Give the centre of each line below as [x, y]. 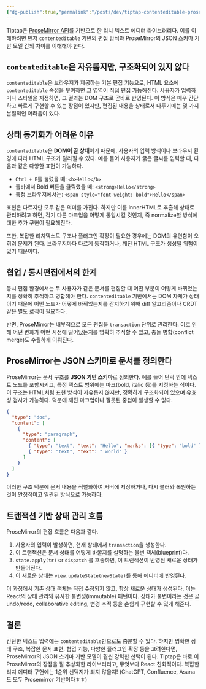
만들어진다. [29, 568]
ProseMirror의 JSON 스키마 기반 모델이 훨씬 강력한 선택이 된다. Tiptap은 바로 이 [103, 656]
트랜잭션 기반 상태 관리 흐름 [55, 516]
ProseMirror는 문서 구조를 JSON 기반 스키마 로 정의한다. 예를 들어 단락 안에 [96, 377]
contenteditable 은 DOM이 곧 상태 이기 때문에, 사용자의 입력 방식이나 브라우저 [99, 150]
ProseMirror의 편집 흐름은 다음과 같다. [52, 532]
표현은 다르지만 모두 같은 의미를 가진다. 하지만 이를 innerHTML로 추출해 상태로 [101, 208]
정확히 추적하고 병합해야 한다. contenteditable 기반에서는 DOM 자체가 [103, 296]
